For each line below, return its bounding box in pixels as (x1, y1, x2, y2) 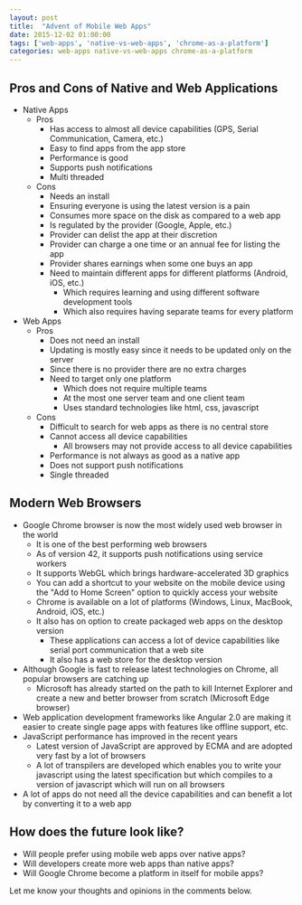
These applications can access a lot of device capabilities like (49, 635, 280, 646)
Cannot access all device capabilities (49, 430, 188, 441)
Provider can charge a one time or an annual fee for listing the (49, 239, 280, 250)
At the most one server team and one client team (62, 392, 246, 403)
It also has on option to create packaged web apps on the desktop (35, 616, 283, 627)
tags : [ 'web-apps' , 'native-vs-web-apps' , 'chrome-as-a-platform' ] (9, 38, 269, 48)
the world (22, 529, 59, 540)
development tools (62, 296, 133, 307)
